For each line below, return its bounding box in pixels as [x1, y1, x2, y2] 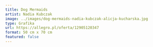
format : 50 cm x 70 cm [5, 30, 52, 35]
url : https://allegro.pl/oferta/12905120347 [5, 25, 99, 30]
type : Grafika [5, 21, 35, 26]
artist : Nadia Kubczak [5, 12, 52, 17]
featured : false [5, 35, 39, 40]
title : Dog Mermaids [5, 7, 48, 12]
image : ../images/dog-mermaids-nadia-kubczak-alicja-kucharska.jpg [5, 16, 149, 21]
